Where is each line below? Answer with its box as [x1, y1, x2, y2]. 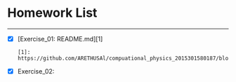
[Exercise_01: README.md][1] [17, 34, 103, 43]
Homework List [7, 5, 98, 21]
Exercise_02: [17, 67, 55, 75]
